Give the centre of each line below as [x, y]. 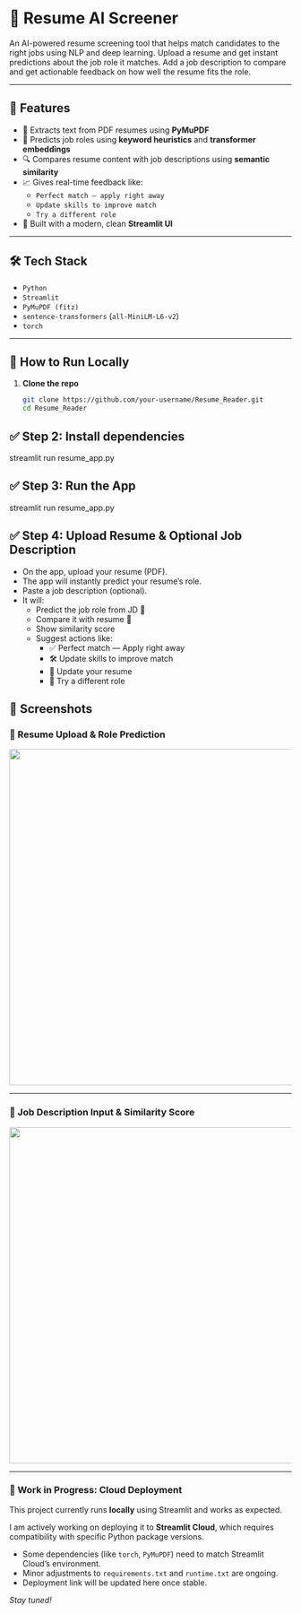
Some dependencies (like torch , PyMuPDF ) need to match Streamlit [143, 1554]
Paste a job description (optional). [85, 590]
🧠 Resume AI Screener [94, 18]
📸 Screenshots [51, 709]
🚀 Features [40, 108]
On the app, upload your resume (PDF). [95, 571]
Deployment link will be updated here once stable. [115, 1583]
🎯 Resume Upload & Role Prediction [87, 734]
